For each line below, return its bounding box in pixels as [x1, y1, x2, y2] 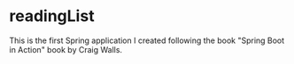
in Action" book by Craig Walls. [9, 44, 122, 54]
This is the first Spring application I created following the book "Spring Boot [9, 35, 285, 46]
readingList [9, 6, 95, 26]
